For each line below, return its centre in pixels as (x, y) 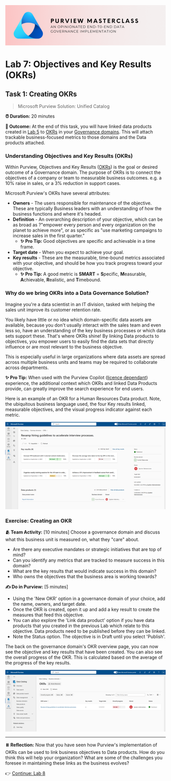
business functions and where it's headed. (57, 214)
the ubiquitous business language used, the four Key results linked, (76, 404)
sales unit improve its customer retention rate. (53, 310)
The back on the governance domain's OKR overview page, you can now (82, 647)
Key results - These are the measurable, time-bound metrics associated (89, 258)
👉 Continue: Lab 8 (25, 773)
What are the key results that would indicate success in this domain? (84, 571)
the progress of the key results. (38, 663)
